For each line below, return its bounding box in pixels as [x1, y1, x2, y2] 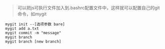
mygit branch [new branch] [5, 39, 61, 44]
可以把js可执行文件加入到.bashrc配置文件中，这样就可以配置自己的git [17, 5, 160, 10]
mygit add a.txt [5, 26, 39, 31]
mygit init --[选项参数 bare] [5, 22, 65, 27]
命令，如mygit [17, 11, 47, 17]
